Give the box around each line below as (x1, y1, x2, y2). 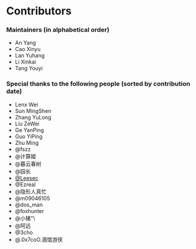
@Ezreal (14, 181, 36, 188)
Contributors (6, 4, 72, 18)
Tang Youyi (14, 65, 43, 72)
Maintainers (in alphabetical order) (6, 26, 110, 34)
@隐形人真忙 (14, 188, 47, 195)
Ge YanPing (14, 126, 44, 133)
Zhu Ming (14, 139, 39, 146)
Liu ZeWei (14, 120, 40, 127)
